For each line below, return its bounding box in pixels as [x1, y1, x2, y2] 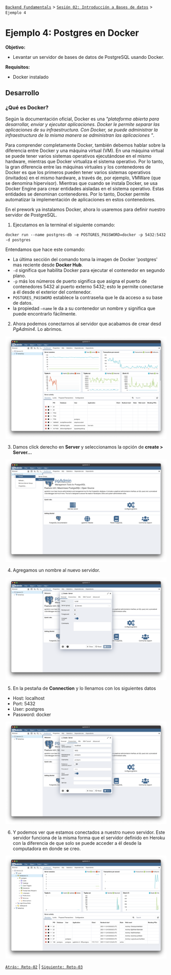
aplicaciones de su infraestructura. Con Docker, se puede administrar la [5, 126, 158, 133]
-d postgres [5, 237, 31, 242]
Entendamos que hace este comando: [5, 246, 85, 252]
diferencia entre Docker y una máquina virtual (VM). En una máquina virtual [5, 147, 164, 154]
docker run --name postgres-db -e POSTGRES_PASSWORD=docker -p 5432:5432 [5, 232, 166, 237]
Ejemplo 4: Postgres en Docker [5, 27, 139, 39]
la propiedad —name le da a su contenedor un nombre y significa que [12, 305, 156, 311]
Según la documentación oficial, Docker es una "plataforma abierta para [5, 116, 160, 122]
